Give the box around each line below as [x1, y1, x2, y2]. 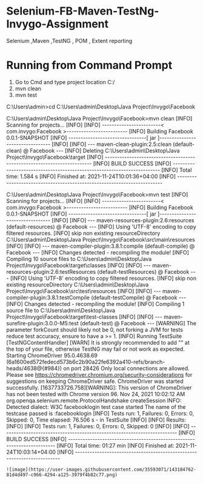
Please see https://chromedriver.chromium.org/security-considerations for [6, 371, 193, 378]
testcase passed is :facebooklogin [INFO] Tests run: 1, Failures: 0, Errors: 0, [6, 409, 195, 417]
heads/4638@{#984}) [6, 365, 62, 372]
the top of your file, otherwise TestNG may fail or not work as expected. [6, 345, 185, 353]
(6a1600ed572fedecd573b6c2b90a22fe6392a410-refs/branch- [6, 358, 165, 365]
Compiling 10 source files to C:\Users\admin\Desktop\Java [6, 255, 152, 262]
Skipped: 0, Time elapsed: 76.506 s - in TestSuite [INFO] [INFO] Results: [6, 416, 187, 423]
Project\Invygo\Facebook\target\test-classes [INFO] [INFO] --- [6, 313, 162, 320]
